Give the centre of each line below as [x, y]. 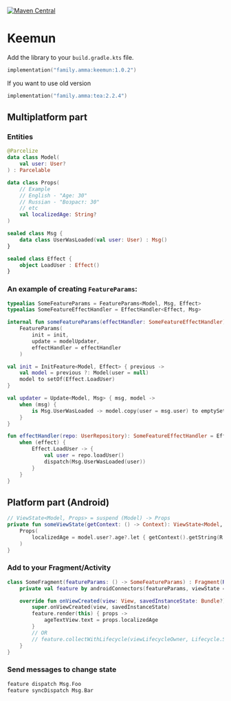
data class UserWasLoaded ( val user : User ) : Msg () [93, 240]
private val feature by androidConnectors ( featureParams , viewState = [123, 588]
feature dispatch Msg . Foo [44, 684]
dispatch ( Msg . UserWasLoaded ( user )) [95, 462]
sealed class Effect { [40, 259]
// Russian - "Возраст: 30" [59, 202]
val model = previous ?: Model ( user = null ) [84, 373]
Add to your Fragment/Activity [59, 568]
